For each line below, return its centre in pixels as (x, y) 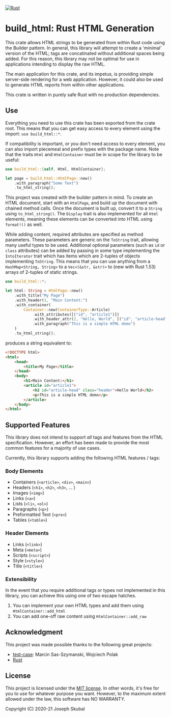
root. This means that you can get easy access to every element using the (83, 128)
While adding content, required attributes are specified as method (74, 235)
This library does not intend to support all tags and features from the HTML (84, 437)
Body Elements (24, 471)
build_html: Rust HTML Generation (80, 28)
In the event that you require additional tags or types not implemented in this (85, 590)
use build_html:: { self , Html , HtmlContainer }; (55, 169)
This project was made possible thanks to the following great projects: (79, 644)
